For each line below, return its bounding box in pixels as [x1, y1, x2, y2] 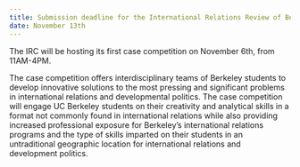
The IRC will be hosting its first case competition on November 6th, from [9, 45, 275, 56]
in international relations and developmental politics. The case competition [9, 91, 283, 102]
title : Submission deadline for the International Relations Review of [9, 12, 281, 22]
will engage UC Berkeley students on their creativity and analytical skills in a [9, 100, 289, 111]
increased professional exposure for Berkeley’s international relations [9, 119, 264, 130]
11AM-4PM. [9, 55, 52, 66]
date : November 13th [9, 21, 87, 30]
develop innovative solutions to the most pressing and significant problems [9, 82, 286, 92]
